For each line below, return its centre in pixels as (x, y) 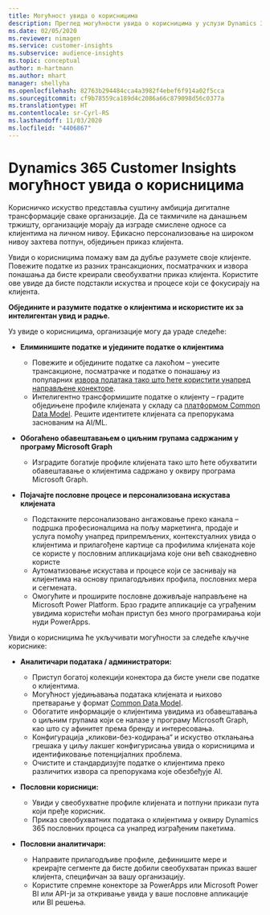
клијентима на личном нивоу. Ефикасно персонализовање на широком (131, 233)
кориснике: (28, 646)
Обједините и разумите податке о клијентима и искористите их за (126, 307)
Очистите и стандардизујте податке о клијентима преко (128, 763)
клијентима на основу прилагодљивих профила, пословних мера (144, 579)
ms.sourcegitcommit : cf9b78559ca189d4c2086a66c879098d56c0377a (117, 98)
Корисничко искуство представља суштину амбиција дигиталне (119, 207)
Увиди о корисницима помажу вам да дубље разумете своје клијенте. (130, 257)
